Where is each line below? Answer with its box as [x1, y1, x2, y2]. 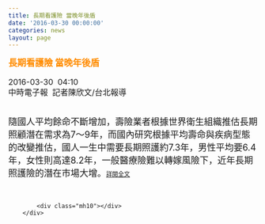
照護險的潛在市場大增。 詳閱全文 [8, 167, 131, 179]
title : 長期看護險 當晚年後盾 [8, 11, 97, 20]
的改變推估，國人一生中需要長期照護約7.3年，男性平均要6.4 [8, 142, 257, 153]
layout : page [8, 33, 51, 42]
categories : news [8, 26, 66, 34]
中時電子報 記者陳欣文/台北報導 [8, 87, 127, 98]
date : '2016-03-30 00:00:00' [8, 19, 104, 27]
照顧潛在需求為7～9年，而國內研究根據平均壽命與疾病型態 [8, 128, 251, 140]
